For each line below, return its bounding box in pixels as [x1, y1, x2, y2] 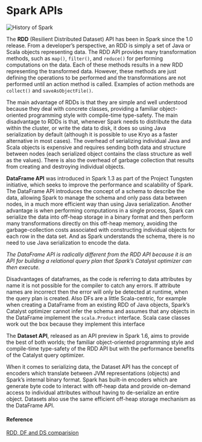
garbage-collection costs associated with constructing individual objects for [6, 226, 195, 233]
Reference [6, 415, 33, 423]
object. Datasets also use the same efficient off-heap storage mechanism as [6, 395, 196, 403]
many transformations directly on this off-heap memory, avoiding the [6, 219, 178, 227]
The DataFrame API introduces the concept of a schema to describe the [6, 187, 185, 194]
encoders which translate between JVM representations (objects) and [6, 369, 180, 377]
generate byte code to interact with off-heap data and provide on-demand [6, 382, 191, 389]
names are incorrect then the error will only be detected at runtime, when [6, 288, 188, 295]
